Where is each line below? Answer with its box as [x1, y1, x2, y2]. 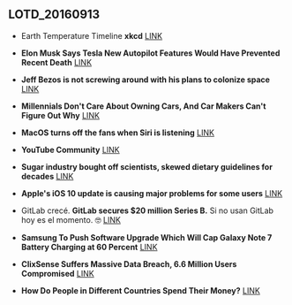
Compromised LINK [20, 268, 94, 278]
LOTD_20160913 [8, 7, 101, 22]
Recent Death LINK [20, 57, 93, 67]
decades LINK [20, 171, 74, 181]
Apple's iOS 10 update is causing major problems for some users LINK [20, 187, 283, 198]
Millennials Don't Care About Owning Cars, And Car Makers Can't [20, 101, 266, 111]
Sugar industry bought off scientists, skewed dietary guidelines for [20, 161, 273, 172]
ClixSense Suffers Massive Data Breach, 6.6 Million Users [20, 258, 237, 269]
